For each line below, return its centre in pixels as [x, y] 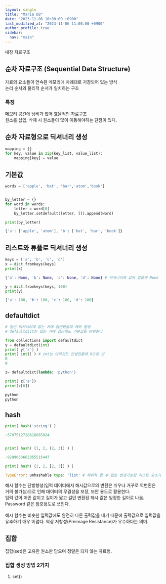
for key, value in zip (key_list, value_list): [54, 153]
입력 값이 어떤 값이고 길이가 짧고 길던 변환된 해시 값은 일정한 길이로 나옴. [75, 497]
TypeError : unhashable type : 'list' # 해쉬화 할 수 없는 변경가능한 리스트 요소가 [83, 475]
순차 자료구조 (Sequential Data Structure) [68, 69]
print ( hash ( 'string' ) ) [31, 426]
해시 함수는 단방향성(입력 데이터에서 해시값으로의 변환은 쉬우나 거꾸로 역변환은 [81, 485]
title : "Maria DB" [24, 14]
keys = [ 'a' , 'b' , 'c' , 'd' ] [35, 260]
